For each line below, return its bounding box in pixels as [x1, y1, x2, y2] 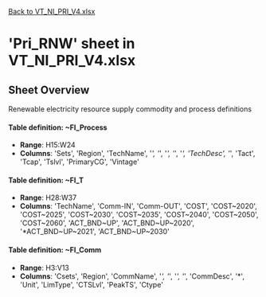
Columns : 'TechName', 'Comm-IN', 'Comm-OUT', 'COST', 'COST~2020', [19, 201, 257, 211]
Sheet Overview [8, 83, 90, 96]
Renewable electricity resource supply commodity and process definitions [8, 104, 252, 114]
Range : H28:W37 [19, 193, 77, 202]
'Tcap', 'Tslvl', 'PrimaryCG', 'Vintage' [19, 157, 139, 166]
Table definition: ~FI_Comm [8, 245, 102, 254]
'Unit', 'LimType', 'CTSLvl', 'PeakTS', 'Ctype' [19, 279, 163, 289]
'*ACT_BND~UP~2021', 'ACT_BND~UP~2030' [19, 227, 170, 236]
